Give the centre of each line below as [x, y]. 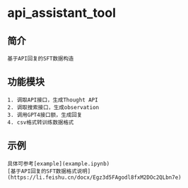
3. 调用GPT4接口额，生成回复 [45, 115]
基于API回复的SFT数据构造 [41, 58]
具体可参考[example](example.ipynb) [59, 163]
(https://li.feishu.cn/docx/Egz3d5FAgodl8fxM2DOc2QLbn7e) [94, 177]
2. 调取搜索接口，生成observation [53, 107]
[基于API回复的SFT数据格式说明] [49, 171]
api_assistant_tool [62, 13]
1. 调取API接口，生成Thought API [53, 100]
